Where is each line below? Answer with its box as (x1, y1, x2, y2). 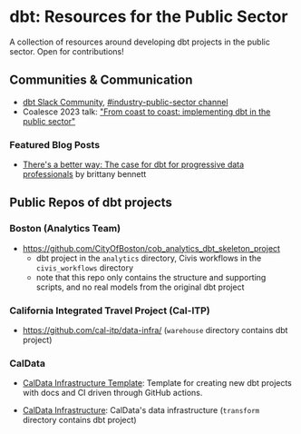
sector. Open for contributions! (9, 45, 124, 56)
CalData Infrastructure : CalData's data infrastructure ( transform (22, 405, 260, 416)
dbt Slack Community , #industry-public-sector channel (22, 96, 228, 107)
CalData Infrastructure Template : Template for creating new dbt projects (22, 378, 293, 389)
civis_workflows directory (35, 261, 134, 273)
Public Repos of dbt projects (9, 195, 172, 211)
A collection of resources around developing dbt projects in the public (9, 36, 270, 47)
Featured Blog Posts (9, 138, 101, 151)
